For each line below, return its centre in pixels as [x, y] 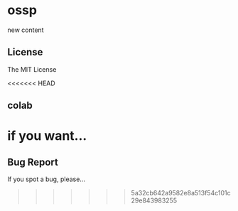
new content [26, 30]
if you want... [47, 136]
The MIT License [32, 69]
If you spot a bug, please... [46, 179]
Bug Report [33, 162]
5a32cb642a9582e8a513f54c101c [181, 193]
